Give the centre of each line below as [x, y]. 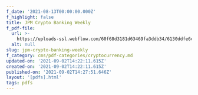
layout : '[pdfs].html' [34, 77]
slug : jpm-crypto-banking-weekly [47, 50]
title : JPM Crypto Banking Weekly [49, 22]
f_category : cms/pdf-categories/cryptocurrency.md [70, 55]
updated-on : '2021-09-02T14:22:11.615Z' [57, 61]
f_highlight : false [30, 17]
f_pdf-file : [21, 28]
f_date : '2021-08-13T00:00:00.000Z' [51, 12]
